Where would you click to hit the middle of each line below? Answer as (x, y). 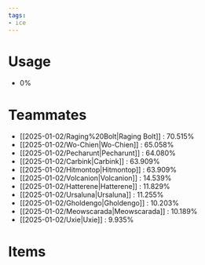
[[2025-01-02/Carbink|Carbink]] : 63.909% (90, 162)
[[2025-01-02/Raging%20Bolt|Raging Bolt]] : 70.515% (107, 136)
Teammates (48, 115)
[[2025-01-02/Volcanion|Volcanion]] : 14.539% (95, 178)
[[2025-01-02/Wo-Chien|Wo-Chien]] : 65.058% (97, 145)
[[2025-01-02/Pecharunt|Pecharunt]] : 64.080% (97, 153)
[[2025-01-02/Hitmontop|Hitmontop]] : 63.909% (98, 170)
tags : (17, 15)
